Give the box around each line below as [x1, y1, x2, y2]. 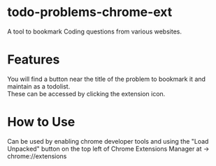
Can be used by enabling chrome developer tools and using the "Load [7, 137, 209, 145]
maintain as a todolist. [7, 82, 71, 91]
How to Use [7, 114, 75, 130]
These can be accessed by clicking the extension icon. [7, 89, 166, 98]
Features [7, 52, 60, 68]
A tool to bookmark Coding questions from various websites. [7, 27, 182, 36]
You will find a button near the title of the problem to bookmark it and [7, 75, 206, 83]
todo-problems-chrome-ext [7, 4, 173, 20]
